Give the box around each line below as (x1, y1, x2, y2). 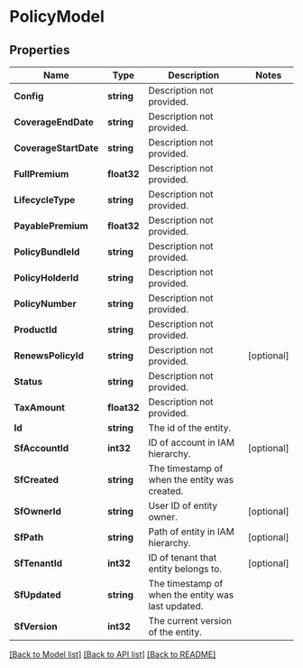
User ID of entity (148, 499, 218, 512)
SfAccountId (14, 442, 69, 454)
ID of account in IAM (148, 436, 235, 449)
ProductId (14, 323, 58, 336)
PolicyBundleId (14, 246, 80, 258)
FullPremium (14, 168, 69, 180)
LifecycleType (14, 194, 76, 206)
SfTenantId (14, 557, 63, 570)
